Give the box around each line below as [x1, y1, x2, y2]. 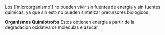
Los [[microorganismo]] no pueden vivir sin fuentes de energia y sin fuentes [5, 4, 161, 10]
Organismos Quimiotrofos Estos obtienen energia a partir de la [5, 19, 135, 25]
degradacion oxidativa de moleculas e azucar [5, 24, 98, 30]
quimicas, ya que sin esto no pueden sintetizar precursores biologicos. [5, 9, 150, 15]
